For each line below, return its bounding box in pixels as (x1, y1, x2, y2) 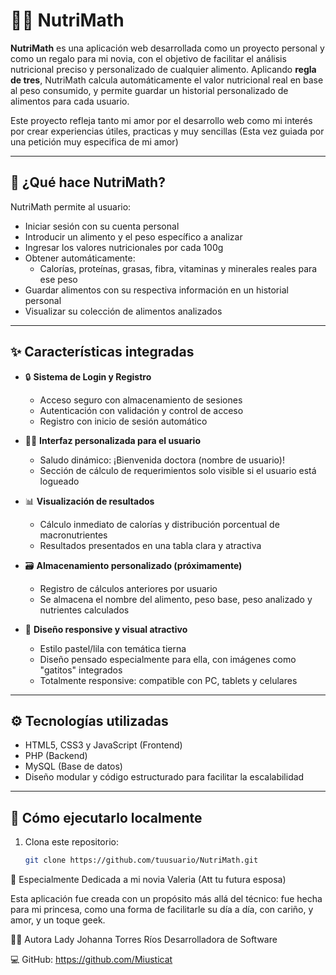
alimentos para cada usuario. (10, 95, 130, 107)
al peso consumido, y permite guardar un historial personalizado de (10, 84, 289, 96)
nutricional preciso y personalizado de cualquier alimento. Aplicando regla (10, 63, 317, 75)
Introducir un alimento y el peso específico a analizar (24, 230, 243, 243)
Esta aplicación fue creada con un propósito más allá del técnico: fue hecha (10, 893, 323, 905)
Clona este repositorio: (24, 836, 119, 848)
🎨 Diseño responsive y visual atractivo (24, 623, 188, 635)
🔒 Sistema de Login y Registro (24, 370, 152, 383)
